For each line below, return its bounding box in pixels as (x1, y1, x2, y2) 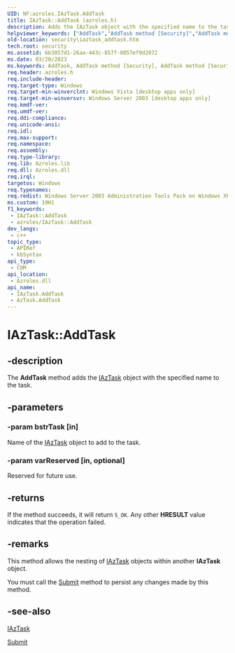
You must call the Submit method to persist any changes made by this (7, 577, 208, 586)
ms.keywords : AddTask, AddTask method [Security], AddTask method (7, 62, 205, 69)
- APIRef (10, 245, 36, 252)
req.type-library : (7, 153, 61, 161)
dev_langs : (7, 225, 39, 232)
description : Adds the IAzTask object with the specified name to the (7, 23, 218, 30)
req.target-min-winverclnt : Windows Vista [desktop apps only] (7, 88, 196, 95)
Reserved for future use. (7, 472, 78, 480)
